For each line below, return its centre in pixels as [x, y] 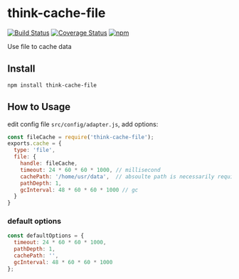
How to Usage [39, 107]
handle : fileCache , [49, 164]
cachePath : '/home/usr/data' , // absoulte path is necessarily [117, 176]
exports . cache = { [34, 143]
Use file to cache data [40, 46]
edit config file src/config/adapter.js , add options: [83, 124]
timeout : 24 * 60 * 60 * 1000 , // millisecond [90, 170]
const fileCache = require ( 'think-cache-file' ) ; [81, 137]
